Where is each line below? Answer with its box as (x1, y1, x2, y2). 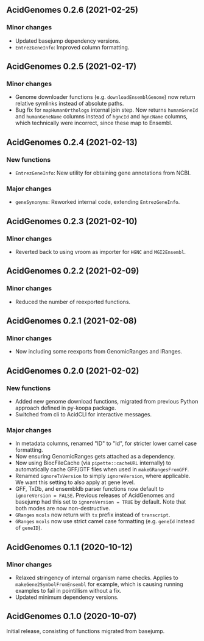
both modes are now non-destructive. (15, 505, 111, 512)
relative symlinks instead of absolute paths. (15, 100, 124, 107)
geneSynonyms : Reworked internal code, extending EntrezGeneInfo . (15, 198, 180, 206)
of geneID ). (15, 524, 43, 532)
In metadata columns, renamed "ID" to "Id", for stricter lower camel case (15, 440, 197, 447)
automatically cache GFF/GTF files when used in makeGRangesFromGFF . (15, 466, 189, 473)
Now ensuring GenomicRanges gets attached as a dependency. (15, 453, 175, 460)
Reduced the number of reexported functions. (15, 298, 131, 305)
